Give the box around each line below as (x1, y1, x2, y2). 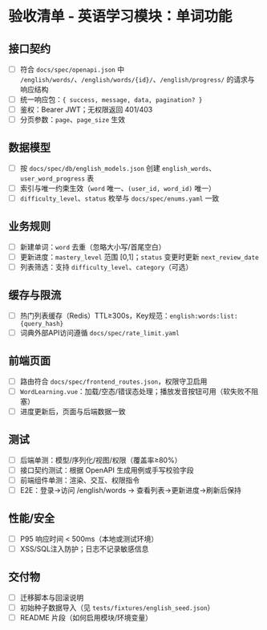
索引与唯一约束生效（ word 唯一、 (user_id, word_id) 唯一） (19, 184, 216, 193)
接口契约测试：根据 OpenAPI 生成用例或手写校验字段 (19, 465, 194, 475)
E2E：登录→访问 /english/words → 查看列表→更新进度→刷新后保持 (19, 486, 242, 495)
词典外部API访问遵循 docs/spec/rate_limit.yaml (19, 328, 180, 338)
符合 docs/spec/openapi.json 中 (19, 65, 125, 74)
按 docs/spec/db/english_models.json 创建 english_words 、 (19, 164, 216, 173)
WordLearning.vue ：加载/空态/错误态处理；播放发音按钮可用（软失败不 (19, 387, 252, 396)
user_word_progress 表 (19, 173, 95, 183)
